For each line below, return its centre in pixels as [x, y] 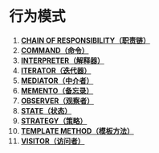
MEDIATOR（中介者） [57, 81]
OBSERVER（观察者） [57, 101]
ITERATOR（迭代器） [56, 70]
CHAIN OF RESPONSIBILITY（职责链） [86, 40]
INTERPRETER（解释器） [63, 60]
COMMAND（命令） [55, 50]
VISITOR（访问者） [53, 141]
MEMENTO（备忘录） [57, 90]
